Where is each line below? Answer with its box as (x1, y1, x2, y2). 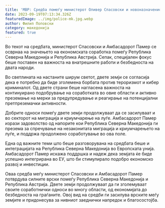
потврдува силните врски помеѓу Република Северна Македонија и (5, 176, 148, 182)
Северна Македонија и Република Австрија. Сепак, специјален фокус (5, 54, 152, 60)
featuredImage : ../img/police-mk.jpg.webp (5, 16, 93, 21)
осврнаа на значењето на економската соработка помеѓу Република (5, 49, 151, 55)
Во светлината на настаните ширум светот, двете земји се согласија (5, 74, 150, 80)
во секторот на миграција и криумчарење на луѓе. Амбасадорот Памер (5, 115, 157, 121)
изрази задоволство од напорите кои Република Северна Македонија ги (5, 120, 158, 126)
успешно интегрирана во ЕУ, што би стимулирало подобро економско (5, 156, 154, 162)
